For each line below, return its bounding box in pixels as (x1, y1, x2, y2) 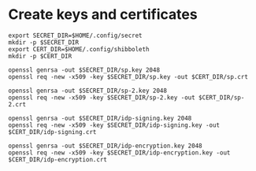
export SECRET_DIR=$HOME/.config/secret (8, 32, 143, 39)
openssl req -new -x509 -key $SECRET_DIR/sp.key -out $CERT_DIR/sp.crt (8, 72, 248, 80)
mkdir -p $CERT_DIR (8, 52, 72, 60)
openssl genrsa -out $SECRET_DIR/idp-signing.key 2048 (8, 114, 192, 122)
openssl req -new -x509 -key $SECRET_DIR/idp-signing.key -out (8, 121, 221, 129)
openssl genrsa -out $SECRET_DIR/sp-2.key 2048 (8, 87, 168, 95)
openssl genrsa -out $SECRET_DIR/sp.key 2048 (8, 65, 160, 74)
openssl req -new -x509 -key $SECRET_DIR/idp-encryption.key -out (8, 148, 231, 157)
